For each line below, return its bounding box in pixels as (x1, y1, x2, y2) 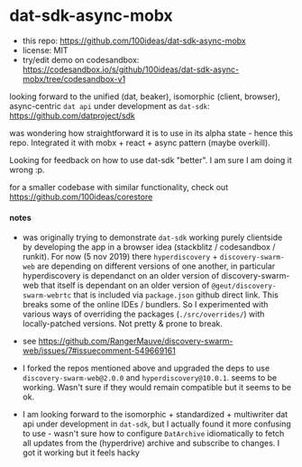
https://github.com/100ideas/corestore (9, 191, 153, 202)
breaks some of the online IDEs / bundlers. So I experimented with (22, 299, 269, 310)
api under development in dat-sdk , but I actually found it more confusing (22, 418, 291, 429)
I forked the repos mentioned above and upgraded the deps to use (22, 362, 270, 374)
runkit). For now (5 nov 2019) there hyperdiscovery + (22, 252, 218, 262)
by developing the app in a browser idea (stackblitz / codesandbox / (22, 242, 276, 252)
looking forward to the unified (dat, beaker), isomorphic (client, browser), (9, 91, 281, 102)
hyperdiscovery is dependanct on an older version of (22, 270, 220, 281)
